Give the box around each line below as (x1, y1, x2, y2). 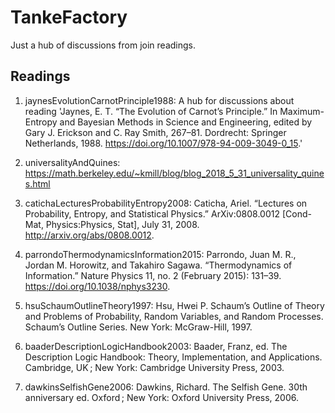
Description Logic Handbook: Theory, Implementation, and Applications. (24, 351, 323, 363)
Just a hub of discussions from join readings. (10, 39, 196, 51)
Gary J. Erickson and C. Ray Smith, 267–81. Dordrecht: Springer (24, 126, 287, 138)
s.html (24, 177, 51, 190)
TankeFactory (10, 6, 128, 29)
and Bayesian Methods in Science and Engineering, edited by (59, 116, 313, 128)
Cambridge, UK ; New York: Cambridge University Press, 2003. (24, 361, 285, 373)
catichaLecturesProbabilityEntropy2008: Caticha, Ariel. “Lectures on (24, 197, 308, 209)
